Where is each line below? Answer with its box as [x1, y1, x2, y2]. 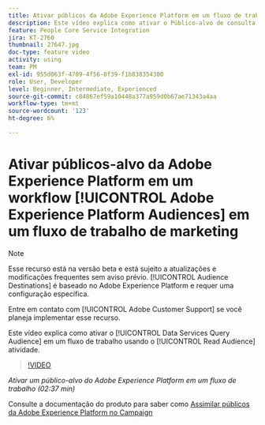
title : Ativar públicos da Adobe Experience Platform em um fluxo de [8, 11, 242, 20]
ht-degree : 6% [8, 115, 55, 122]
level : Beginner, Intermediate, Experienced [8, 85, 157, 93]
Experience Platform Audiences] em [8, 206, 250, 224]
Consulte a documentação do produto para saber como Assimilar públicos [8, 399, 250, 408]
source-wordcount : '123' [8, 107, 90, 115]
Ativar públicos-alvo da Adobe [8, 156, 213, 174]
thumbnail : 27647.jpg [8, 41, 80, 49]
